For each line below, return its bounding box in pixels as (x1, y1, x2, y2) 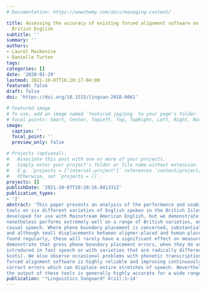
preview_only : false (12, 139, 64, 146)
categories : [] (6, 66, 45, 72)
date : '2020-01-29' (6, 71, 56, 77)
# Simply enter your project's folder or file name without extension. (6, 162, 199, 168)
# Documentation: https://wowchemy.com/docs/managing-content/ (6, 9, 172, 15)
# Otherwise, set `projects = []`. (6, 173, 103, 180)
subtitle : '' (6, 31, 40, 37)
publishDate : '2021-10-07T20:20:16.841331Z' (6, 184, 122, 191)
